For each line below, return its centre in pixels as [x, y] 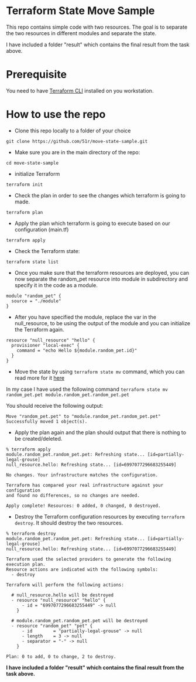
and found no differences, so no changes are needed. [73, 495]
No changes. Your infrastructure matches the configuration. [82, 475]
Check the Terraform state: [47, 251]
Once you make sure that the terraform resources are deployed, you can [102, 272]
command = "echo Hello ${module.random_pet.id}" [77, 350]
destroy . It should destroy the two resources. [69, 523]
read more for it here [39, 378]
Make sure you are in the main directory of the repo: [77, 152]
